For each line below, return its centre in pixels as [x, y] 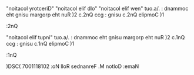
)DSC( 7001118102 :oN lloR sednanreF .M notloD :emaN [73, 66]
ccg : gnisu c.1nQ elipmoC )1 [40, 44]
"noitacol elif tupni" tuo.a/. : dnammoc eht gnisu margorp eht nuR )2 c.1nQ [96, 37]
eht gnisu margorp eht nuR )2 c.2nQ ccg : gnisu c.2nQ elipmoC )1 [85, 15]
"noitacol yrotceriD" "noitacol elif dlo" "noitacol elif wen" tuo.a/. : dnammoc [97, 8]
